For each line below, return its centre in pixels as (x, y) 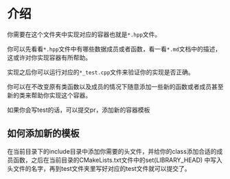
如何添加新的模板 (43, 133)
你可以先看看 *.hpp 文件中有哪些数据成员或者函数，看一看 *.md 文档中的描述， (114, 49)
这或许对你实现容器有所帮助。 (49, 57)
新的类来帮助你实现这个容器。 (49, 95)
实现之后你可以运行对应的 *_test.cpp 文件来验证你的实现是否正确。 (101, 72)
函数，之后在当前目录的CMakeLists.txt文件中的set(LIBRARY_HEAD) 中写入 (118, 160)
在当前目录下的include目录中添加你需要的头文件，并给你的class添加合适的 (112, 151)
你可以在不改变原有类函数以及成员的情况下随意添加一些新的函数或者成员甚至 (115, 86)
